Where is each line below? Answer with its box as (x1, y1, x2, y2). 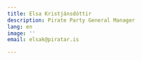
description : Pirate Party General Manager (7, 17, 136, 24)
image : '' (7, 29, 36, 37)
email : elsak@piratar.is (7, 36, 79, 43)
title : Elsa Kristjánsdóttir (7, 10, 92, 17)
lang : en (7, 23, 33, 30)
